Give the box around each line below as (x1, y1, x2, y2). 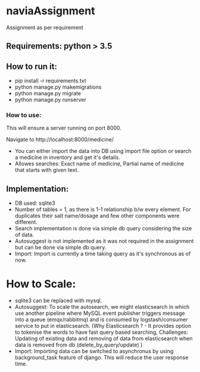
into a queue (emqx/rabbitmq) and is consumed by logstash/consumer (14, 316, 188, 323)
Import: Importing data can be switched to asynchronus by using (14, 348, 174, 355)
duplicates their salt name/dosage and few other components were (14, 212, 180, 220)
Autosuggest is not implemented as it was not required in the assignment (14, 237, 194, 245)
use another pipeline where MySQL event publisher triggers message (14, 310, 186, 317)
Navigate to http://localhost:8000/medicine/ (6, 136, 114, 143)
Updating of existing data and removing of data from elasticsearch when (14, 335, 193, 342)
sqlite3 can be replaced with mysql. (14, 297, 102, 304)
